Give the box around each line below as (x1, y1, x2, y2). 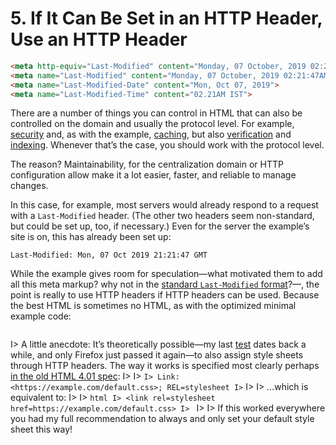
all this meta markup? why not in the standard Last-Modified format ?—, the (10, 278, 320, 291)
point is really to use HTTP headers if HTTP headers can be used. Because (10, 289, 320, 301)
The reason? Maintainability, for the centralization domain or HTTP (10, 158, 284, 171)
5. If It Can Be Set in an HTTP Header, (10, 7, 323, 30)
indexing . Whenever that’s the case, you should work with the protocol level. (10, 139, 325, 151)
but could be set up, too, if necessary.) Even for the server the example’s (10, 220, 310, 232)
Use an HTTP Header (10, 28, 188, 51)
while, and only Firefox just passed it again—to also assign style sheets (10, 349, 304, 361)
